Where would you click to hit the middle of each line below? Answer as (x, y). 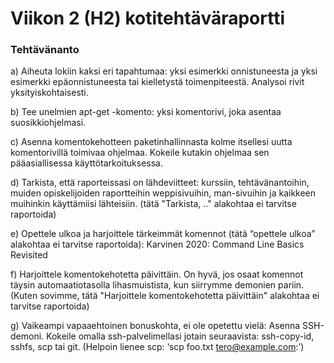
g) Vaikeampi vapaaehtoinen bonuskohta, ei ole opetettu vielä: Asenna (155, 326)
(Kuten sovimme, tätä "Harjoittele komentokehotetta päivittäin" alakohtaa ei (165, 296)
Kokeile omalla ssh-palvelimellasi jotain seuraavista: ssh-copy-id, (180, 336)
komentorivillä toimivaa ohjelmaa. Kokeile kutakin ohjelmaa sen (140, 153)
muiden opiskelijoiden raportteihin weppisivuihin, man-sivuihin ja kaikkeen (163, 193)
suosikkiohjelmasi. (48, 123)
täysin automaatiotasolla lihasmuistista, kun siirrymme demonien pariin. (157, 285)
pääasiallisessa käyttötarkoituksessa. (86, 163)
